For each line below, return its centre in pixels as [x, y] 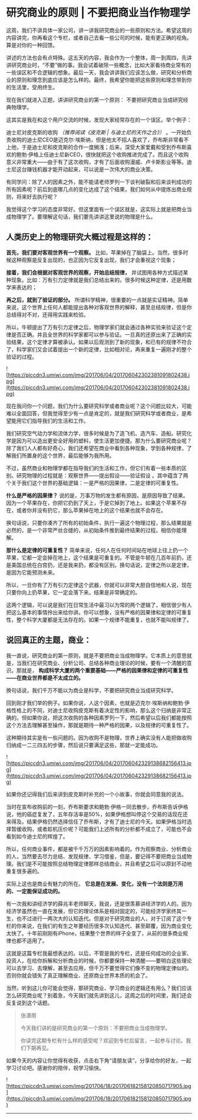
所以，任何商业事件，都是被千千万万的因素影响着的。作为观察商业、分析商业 [99, 849]
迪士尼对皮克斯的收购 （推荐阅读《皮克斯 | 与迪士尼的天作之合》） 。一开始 [96, 132]
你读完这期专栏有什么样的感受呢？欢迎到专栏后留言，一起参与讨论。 [103, 1040]
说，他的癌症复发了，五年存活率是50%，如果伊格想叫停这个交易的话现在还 [97, 814]
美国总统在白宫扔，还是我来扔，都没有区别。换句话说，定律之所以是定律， [101, 565]
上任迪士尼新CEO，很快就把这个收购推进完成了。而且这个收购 [114, 154]
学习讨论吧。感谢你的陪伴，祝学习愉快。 [55, 1068]
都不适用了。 [32, 940]
